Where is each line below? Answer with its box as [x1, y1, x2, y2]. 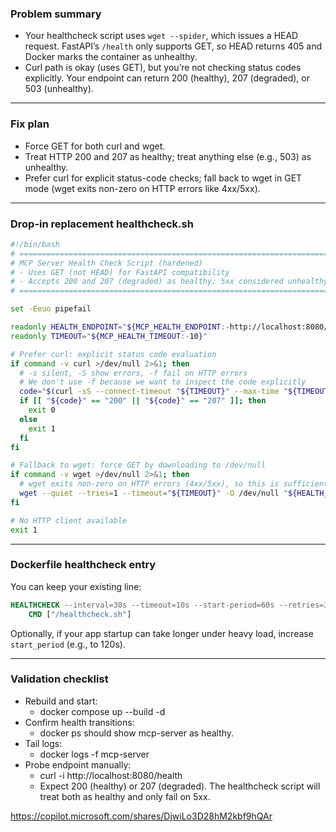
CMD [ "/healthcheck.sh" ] [28, 609, 132, 619]
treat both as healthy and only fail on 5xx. [39, 790, 211, 802]
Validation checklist [10, 672, 109, 686]
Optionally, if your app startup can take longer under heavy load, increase [10, 627, 314, 639]
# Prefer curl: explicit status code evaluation [10, 349, 217, 359]
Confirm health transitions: [24, 716, 135, 728]
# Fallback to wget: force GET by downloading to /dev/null [10, 460, 267, 471]
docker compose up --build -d [39, 705, 166, 717]
